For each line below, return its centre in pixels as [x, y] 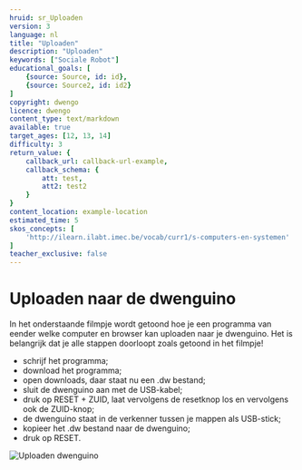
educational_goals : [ [50, 69]
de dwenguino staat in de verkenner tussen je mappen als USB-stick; [151, 419]
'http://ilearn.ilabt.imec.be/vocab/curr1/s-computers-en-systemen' [158, 237]
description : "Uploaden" [56, 52]
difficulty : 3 [36, 144]
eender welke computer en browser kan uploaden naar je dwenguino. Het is [151, 334]
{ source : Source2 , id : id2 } [78, 85]
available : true [40, 128]
